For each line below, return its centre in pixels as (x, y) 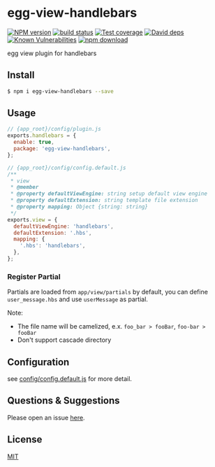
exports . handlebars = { (42, 136)
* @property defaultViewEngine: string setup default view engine (109, 194)
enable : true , (34, 142)
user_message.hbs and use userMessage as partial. (78, 299)
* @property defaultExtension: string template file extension (104, 201)
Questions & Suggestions (64, 401)
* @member (24, 187)
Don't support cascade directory (64, 340)
